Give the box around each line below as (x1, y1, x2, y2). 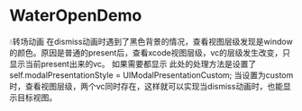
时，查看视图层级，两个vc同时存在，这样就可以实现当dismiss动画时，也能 (9, 81, 284, 91)
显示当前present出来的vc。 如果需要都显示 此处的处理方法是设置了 (9, 58, 257, 69)
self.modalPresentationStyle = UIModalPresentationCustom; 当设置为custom (9, 69, 294, 81)
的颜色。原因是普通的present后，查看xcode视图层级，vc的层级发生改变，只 (9, 47, 291, 58)
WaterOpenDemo (9, 5, 142, 26)
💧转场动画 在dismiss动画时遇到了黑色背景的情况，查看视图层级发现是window (9, 36, 293, 47)
